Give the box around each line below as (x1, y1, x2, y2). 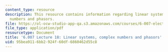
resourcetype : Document (5, 30, 55, 35)
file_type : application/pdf (5, 26, 64, 31)
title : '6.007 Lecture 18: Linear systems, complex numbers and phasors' (5, 35, 162, 40)
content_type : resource (5, 7, 55, 12)
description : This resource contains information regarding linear (5, 12, 149, 17)
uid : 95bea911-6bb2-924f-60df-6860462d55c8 (5, 40, 97, 45)
